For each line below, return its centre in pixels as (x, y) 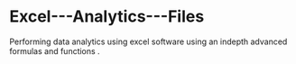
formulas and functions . (55, 50)
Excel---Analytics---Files (107, 17)
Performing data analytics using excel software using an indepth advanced (148, 41)
